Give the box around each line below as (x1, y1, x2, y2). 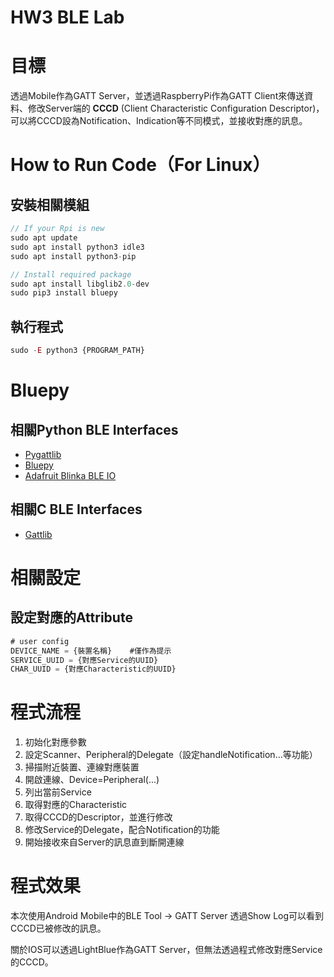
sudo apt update (10, 233, 78, 243)
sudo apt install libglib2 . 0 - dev (10, 279, 150, 289)
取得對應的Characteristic (24, 799, 128, 811)
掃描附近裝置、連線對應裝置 (24, 761, 140, 773)
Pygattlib (24, 448, 62, 460)
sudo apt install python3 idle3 (10, 242, 145, 252)
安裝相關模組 (10, 196, 90, 213)
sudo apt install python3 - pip (10, 251, 137, 261)
